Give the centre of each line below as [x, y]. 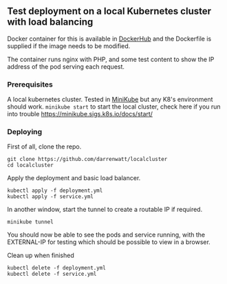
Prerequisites [30, 84]
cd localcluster [30, 165]
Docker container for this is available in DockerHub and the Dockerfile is [109, 39]
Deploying [25, 132]
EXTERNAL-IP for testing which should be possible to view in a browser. [109, 242]
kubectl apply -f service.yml [51, 197]
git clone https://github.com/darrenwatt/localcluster [87, 160]
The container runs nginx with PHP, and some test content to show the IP [111, 59]
